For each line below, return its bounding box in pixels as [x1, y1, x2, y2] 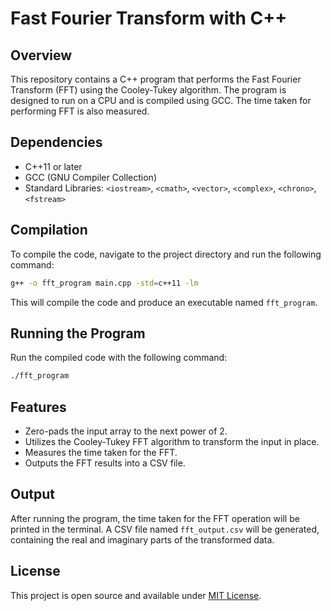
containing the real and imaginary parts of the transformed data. [10, 533, 275, 546]
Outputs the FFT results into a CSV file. [24, 457, 186, 469]
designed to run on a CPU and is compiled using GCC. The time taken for [10, 95, 312, 106]
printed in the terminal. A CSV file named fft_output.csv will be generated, [10, 523, 320, 535]
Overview [10, 47, 73, 64]
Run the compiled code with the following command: [10, 352, 228, 364]
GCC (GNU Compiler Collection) [24, 171, 158, 183]
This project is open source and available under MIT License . [10, 589, 262, 601]
